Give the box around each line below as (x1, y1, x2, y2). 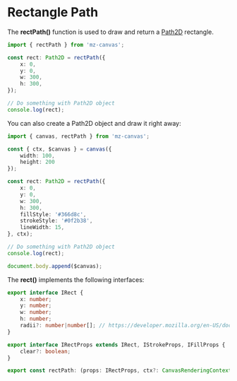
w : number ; (20, 309, 52, 316)
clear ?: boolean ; (20, 348, 71, 355)
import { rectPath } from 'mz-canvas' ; (7, 41, 125, 48)
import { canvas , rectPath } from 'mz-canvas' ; (7, 132, 150, 140)
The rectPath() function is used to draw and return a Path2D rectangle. (7, 28, 214, 36)
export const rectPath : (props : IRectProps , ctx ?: (7, 367, 159, 375)
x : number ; (20, 295, 52, 303)
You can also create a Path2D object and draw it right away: (7, 119, 181, 127)
